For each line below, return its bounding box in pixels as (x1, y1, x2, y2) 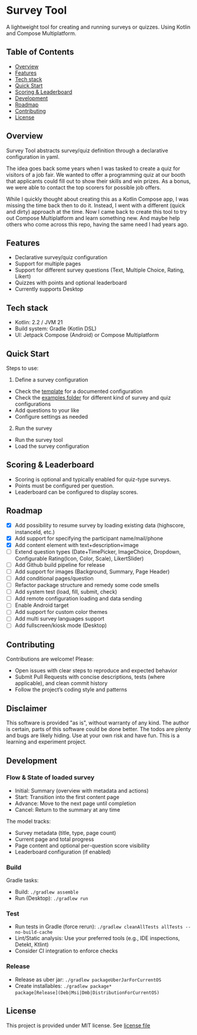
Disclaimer (6, 703, 47, 714)
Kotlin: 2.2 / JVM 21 (14, 319, 63, 326)
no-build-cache (14, 929, 53, 935)
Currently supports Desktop (14, 285, 84, 293)
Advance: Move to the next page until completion (14, 800, 136, 807)
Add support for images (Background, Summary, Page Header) (14, 568, 170, 575)
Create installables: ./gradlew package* (14, 982, 112, 989)
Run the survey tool (14, 437, 63, 443)
